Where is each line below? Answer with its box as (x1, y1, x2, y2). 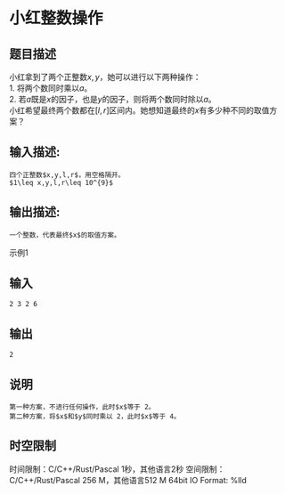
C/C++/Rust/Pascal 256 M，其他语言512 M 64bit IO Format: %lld (9, 474, 248, 485)
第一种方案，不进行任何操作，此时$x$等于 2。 (9, 402, 156, 412)
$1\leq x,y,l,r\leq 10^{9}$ (9, 178, 114, 187)
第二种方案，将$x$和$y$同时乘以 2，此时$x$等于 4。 (9, 412, 181, 421)
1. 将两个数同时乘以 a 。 (9, 83, 93, 93)
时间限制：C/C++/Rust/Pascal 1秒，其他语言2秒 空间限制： (9, 464, 225, 474)
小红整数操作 (9, 8, 104, 28)
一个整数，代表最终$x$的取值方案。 (9, 231, 121, 239)
